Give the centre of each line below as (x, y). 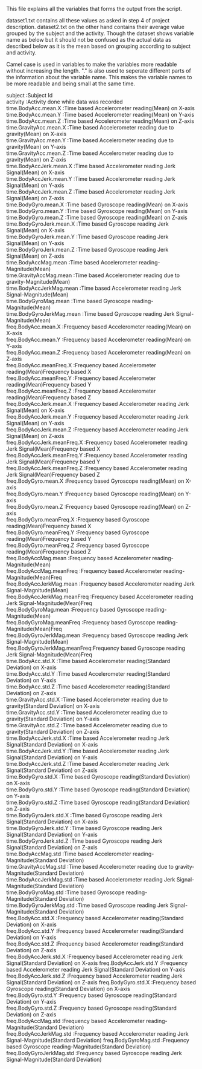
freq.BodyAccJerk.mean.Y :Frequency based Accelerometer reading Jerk (97, 417)
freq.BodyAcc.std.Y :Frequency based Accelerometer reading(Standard (95, 931)
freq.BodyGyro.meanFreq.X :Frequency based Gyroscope (78, 519)
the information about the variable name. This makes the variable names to (99, 77)
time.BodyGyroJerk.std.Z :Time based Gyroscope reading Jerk (84, 841)
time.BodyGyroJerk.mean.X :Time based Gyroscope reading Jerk (87, 224)
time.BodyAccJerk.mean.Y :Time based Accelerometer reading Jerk (91, 179)
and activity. (21, 53)
